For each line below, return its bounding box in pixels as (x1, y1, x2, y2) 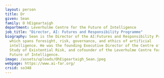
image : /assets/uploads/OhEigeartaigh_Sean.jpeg (5, 57, 106, 62)
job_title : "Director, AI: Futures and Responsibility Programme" (5, 30, 143, 34)
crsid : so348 (5, 66, 32, 71)
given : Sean (5, 16, 29, 21)
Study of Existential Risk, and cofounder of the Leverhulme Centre (9, 47, 152, 52)
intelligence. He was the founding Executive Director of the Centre (9, 43, 154, 48)
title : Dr (5, 12, 25, 16)
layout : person (5, 7, 36, 12)
